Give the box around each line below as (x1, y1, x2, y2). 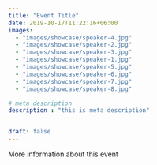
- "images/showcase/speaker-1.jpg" (15, 56, 133, 64)
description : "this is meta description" (8, 107, 150, 114)
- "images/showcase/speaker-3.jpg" (15, 48, 133, 56)
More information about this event (8, 149, 118, 159)
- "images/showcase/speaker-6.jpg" (15, 70, 133, 78)
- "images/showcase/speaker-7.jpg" (15, 77, 133, 85)
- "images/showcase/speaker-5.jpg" (15, 63, 133, 71)
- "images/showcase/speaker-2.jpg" (15, 41, 133, 49)
